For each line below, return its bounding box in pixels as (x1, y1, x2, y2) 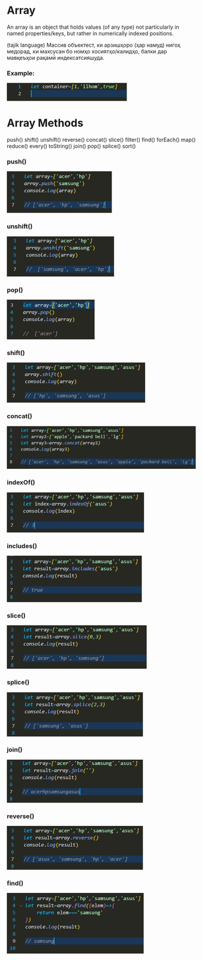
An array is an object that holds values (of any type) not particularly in (7, 23, 179, 31)
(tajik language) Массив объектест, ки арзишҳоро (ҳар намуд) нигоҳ (7, 41, 181, 49)
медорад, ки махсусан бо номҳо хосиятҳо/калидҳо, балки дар (7, 47, 167, 54)
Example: (7, 69, 35, 77)
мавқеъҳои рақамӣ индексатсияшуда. (7, 54, 105, 61)
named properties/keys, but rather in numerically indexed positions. (7, 29, 174, 37)
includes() (7, 541, 38, 550)
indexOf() (7, 479, 35, 487)
